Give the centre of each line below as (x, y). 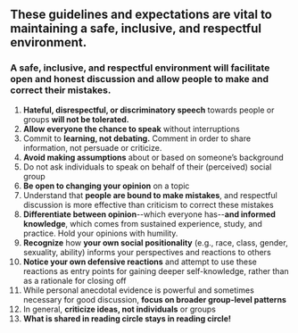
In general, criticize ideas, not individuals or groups (120, 309)
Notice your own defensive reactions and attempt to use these (140, 262)
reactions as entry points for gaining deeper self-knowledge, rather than (156, 271)
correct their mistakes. (61, 90)
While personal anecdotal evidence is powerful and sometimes (139, 290)
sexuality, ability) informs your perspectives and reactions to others (147, 252)
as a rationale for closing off (74, 280)
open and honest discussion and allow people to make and (139, 79)
